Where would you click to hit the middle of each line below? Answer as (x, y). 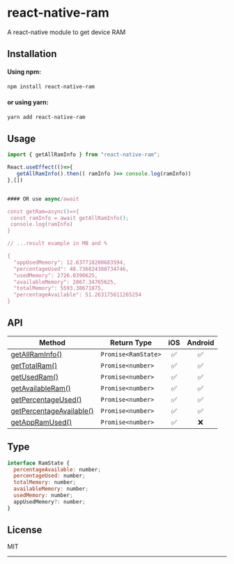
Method (53, 343)
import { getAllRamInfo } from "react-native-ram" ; (84, 155)
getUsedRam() (35, 377)
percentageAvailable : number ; (57, 469)
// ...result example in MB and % (57, 244)
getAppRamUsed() (41, 422)
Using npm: (24, 72)
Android (201, 343)
